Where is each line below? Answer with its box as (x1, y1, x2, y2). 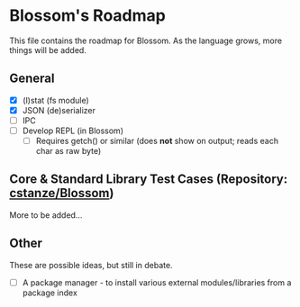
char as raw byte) (35, 146, 102, 157)
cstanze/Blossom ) (9, 185, 114, 201)
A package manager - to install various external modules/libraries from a (22, 276, 292, 288)
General (9, 71, 56, 86)
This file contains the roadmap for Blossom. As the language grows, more (9, 35, 282, 46)
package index (22, 287, 78, 298)
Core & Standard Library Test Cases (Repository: (9, 172, 288, 187)
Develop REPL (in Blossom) (22, 125, 124, 136)
